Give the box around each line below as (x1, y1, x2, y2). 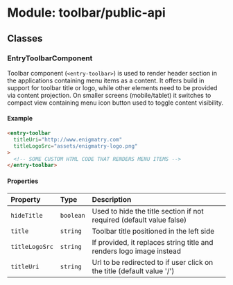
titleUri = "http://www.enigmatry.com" (13, 136, 123, 143)
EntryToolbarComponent (7, 53, 93, 63)
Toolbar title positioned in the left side (92, 226, 215, 236)
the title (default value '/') (92, 266, 175, 275)
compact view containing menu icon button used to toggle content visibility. (7, 98, 224, 107)
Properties (7, 177, 39, 185)
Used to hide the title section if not (92, 206, 204, 216)
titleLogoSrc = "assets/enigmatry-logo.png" (13, 142, 138, 150)
